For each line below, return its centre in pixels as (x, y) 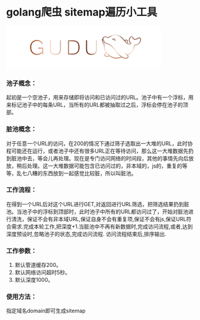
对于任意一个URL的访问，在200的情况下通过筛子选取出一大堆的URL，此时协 (99, 143)
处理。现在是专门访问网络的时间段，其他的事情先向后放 (126, 158)
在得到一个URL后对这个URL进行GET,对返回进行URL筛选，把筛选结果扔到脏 (98, 204)
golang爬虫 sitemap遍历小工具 (82, 12)
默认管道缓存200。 (38, 265)
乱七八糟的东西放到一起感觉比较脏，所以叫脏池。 (76, 173)
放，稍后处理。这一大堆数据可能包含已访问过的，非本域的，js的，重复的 (94, 166)
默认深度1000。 (34, 280)
